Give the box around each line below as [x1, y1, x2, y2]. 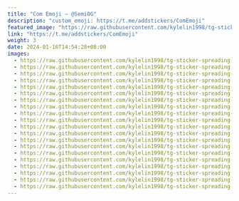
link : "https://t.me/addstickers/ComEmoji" [7, 30, 139, 38]
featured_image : [7, 24, 55, 31]
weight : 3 [7, 37, 37, 44]
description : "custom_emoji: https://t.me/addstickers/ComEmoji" [7, 17, 205, 24]
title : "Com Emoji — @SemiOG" [7, 10, 97, 18]
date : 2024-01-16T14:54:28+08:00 [7, 43, 107, 51]
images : [7, 51, 31, 58]
